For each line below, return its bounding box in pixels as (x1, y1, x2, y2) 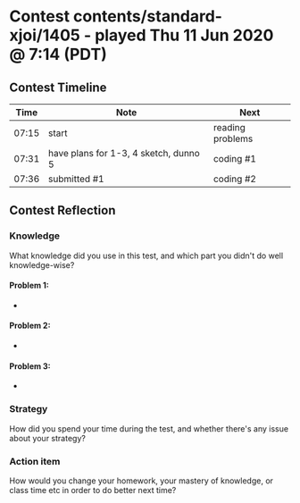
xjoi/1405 (9, 25, 80, 46)
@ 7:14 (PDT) (9, 45, 107, 64)
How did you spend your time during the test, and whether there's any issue (9, 423, 288, 434)
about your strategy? (9, 432, 87, 443)
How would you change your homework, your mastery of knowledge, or (9, 475, 274, 486)
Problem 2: (9, 320, 51, 331)
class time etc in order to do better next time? (9, 484, 177, 495)
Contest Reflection (9, 203, 116, 218)
